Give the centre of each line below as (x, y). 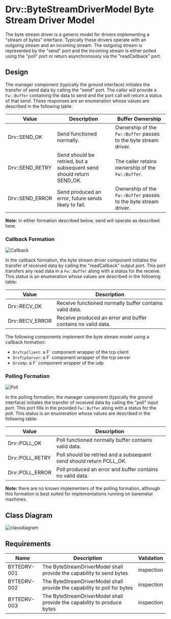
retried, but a (72, 161)
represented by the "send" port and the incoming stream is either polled (81, 51)
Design (17, 72)
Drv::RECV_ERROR (30, 321)
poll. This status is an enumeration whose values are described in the (78, 413)
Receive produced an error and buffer (102, 318)
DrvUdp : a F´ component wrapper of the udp (58, 363)
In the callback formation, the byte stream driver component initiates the (81, 260)
